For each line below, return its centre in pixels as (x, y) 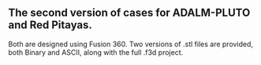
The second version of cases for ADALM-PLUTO (129, 13)
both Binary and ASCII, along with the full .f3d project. (96, 52)
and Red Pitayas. (50, 25)
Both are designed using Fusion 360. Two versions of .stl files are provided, (131, 44)
